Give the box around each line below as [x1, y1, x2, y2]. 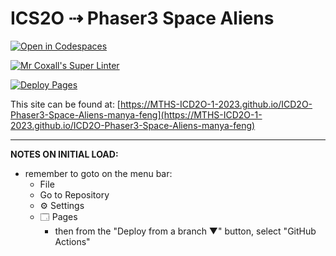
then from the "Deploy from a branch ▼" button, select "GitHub [54, 225, 317, 237]
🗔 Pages [39, 210, 78, 222]
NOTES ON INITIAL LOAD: [10, 148, 119, 160]
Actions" [54, 235, 91, 247]
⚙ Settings [39, 199, 85, 211]
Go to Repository [39, 188, 110, 201]
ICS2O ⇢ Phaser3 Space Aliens [10, 7, 275, 30]
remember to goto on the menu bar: [24, 167, 173, 179]
